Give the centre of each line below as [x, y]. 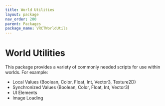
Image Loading [28, 98]
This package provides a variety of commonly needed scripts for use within [83, 67]
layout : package [22, 14]
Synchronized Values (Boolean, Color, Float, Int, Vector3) [71, 87]
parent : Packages [23, 24]
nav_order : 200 [21, 19]
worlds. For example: [27, 72]
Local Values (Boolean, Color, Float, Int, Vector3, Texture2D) [74, 82]
